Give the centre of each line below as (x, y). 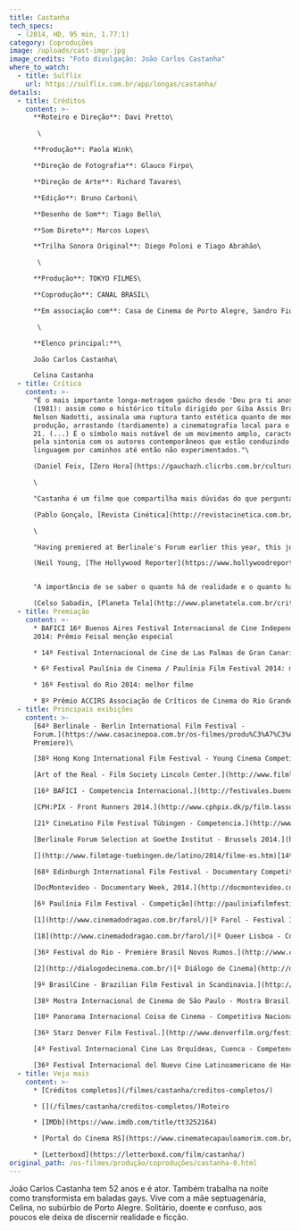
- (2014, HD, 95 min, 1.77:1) (73, 34)
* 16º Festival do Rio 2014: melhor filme (113, 685)
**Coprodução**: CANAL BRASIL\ (91, 295)
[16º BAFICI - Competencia (83, 791)
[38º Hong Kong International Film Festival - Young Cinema (147, 759)
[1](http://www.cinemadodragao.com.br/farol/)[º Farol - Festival (159, 920)
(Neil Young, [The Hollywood (87, 563)
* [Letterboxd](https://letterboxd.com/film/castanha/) (139, 1155)
